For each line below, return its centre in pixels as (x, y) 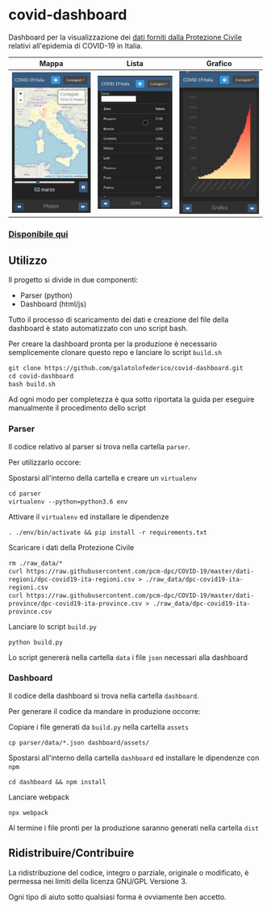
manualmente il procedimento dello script (77, 408)
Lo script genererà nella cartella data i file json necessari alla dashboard (128, 657)
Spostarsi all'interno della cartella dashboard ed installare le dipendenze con (134, 758)
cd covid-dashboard (41, 377)
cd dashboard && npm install (57, 782)
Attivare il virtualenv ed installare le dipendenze (89, 516)
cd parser (25, 494)
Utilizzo (28, 260)
